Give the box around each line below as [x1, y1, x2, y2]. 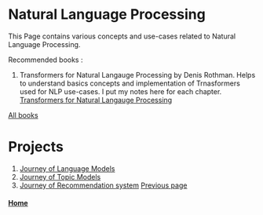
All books [8, 110, 38, 119]
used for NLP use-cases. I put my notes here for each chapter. [19, 86, 222, 96]
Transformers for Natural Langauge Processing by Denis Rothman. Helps [19, 70, 256, 79]
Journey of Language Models [19, 163, 115, 173]
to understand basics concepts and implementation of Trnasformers [19, 78, 241, 88]
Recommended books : [8, 55, 83, 64]
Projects [8, 138, 64, 156]
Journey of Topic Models [19, 172, 101, 181]
